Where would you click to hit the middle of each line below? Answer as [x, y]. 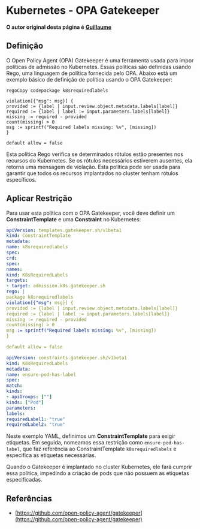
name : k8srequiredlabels [37, 247]
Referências [29, 498]
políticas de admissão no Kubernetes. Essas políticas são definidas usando [99, 67]
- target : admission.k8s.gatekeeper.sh [56, 286]
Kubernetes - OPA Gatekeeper [83, 10]
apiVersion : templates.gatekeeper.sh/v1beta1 [64, 230]
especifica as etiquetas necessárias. [51, 455]
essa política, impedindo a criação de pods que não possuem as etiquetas [98, 473]
